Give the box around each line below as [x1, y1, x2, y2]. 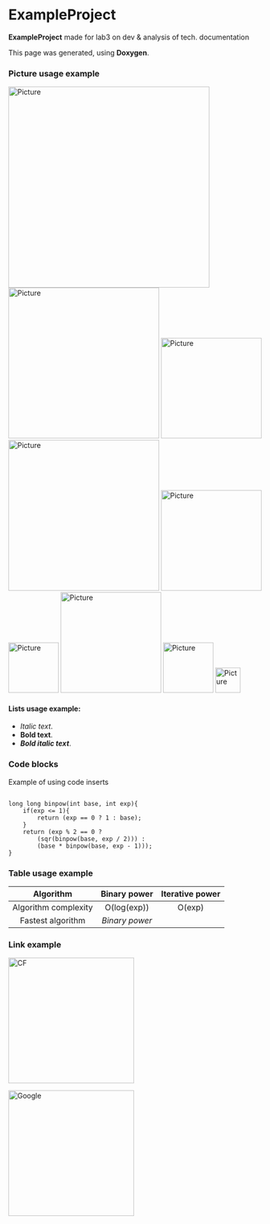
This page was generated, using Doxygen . [8, 47, 149, 57]
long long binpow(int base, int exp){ [8, 799, 138, 807]
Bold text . [19, 730, 54, 740]
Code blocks [8, 758, 59, 770]
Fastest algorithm [19, 915, 86, 926]
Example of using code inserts [8, 777, 109, 787]
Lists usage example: [8, 704, 81, 713]
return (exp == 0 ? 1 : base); [37, 814, 142, 822]
